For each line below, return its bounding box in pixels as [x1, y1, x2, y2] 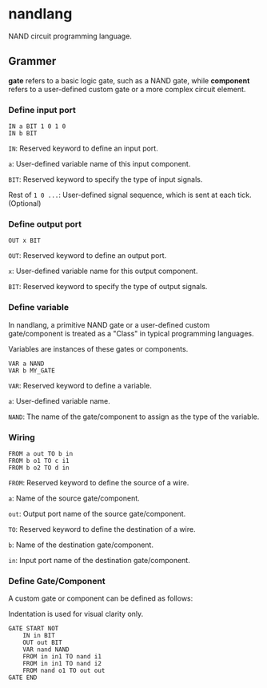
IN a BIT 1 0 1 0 [8, 123, 66, 131]
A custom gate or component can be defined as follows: [8, 593, 193, 603]
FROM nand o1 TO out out [22, 666, 106, 675]
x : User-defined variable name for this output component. [8, 266, 198, 276]
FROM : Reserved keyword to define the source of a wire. [8, 477, 189, 487]
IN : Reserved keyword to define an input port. [8, 143, 158, 153]
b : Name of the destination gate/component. [8, 540, 154, 549]
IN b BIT [8, 130, 38, 138]
